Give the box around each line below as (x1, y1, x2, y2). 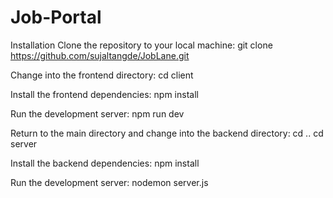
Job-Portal (10, 6, 102, 29)
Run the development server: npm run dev (10, 107, 185, 120)
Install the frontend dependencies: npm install (10, 88, 199, 100)
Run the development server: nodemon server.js (10, 176, 209, 188)
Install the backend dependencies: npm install (10, 157, 200, 169)
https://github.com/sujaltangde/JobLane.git (10, 49, 190, 61)
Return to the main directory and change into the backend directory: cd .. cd (10, 127, 324, 139)
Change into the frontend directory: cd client (10, 69, 194, 81)
